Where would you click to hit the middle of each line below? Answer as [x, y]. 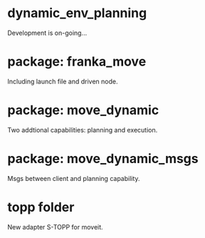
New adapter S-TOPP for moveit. [55, 227]
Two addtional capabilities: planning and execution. [83, 130]
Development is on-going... [47, 33]
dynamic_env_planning [77, 13]
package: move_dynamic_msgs [103, 159]
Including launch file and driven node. [63, 81]
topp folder [41, 207]
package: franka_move [77, 62]
